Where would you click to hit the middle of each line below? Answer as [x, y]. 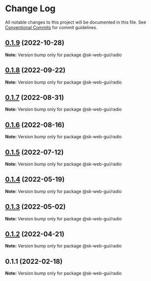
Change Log [30, 9]
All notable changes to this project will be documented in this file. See [76, 22]
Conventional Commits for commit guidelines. [51, 27]
